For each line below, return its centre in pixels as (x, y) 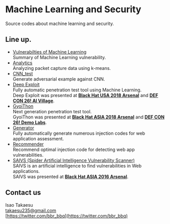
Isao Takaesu (19, 205)
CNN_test (23, 73)
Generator (23, 128)
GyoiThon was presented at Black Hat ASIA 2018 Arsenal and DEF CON (89, 117)
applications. (26, 171)
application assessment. (38, 138)
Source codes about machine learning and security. (59, 23)
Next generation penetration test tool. (52, 111)
